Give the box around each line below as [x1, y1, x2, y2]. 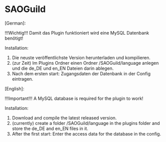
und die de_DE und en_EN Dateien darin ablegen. [12, 65, 114, 71]
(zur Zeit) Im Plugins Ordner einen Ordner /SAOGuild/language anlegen [12, 60, 159, 66]
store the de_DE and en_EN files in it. [12, 125, 89, 131]
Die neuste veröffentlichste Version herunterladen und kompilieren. [12, 54, 151, 61]
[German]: [5, 20, 26, 26]
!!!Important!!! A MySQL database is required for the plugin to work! [5, 95, 143, 101]
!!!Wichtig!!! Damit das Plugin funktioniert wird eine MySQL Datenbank [5, 30, 149, 36]
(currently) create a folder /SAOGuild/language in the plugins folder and [12, 120, 160, 126]
